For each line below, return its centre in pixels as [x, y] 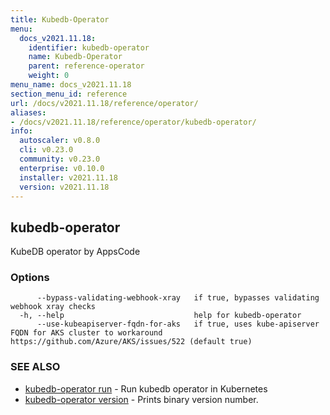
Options [30, 278]
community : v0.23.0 [60, 159]
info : [21, 131]
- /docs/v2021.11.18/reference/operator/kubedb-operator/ [133, 122]
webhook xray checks [53, 307]
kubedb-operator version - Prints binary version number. [141, 399]
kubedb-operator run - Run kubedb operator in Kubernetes [146, 388]
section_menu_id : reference [69, 94]
